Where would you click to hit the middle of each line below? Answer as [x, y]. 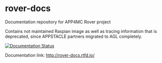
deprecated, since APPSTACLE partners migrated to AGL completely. [74, 36]
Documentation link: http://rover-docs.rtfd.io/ [50, 55]
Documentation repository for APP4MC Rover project [58, 22]
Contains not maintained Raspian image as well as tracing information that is [81, 31]
